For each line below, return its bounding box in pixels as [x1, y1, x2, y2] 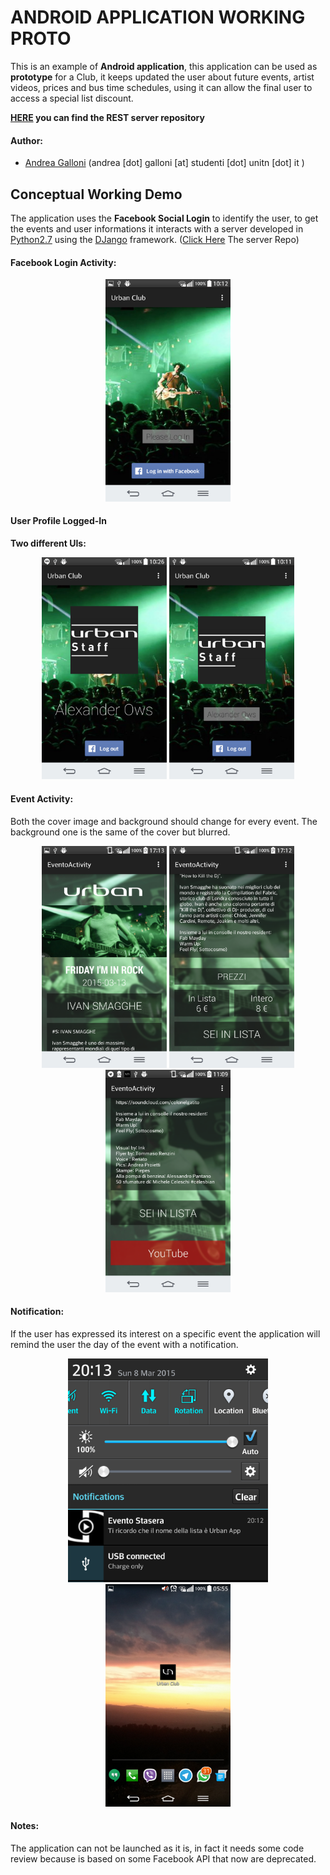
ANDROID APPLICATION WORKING [10, 6, 306, 29]
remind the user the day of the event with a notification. [10, 1338, 239, 1350]
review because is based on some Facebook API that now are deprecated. [10, 1852, 317, 1865]
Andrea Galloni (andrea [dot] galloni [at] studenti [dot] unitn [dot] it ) [24, 157, 305, 169]
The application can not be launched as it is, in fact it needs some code [10, 1842, 305, 1854]
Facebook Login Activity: [10, 256, 117, 268]
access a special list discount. [10, 92, 134, 104]
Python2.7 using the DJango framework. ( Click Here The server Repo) [10, 233, 300, 245]
